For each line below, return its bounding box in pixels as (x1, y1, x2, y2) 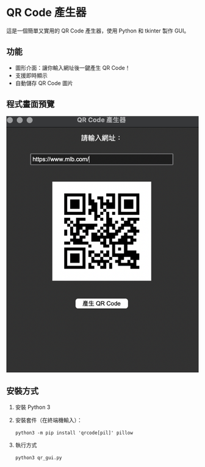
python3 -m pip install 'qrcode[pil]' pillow (15, 430, 133, 436)
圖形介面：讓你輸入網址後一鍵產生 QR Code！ (15, 64, 131, 71)
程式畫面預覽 (6, 99, 55, 110)
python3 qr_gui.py (15, 454, 62, 461)
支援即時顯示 (15, 72, 48, 79)
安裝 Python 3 (15, 403, 51, 411)
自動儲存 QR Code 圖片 (15, 79, 73, 86)
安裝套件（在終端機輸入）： (15, 416, 82, 424)
